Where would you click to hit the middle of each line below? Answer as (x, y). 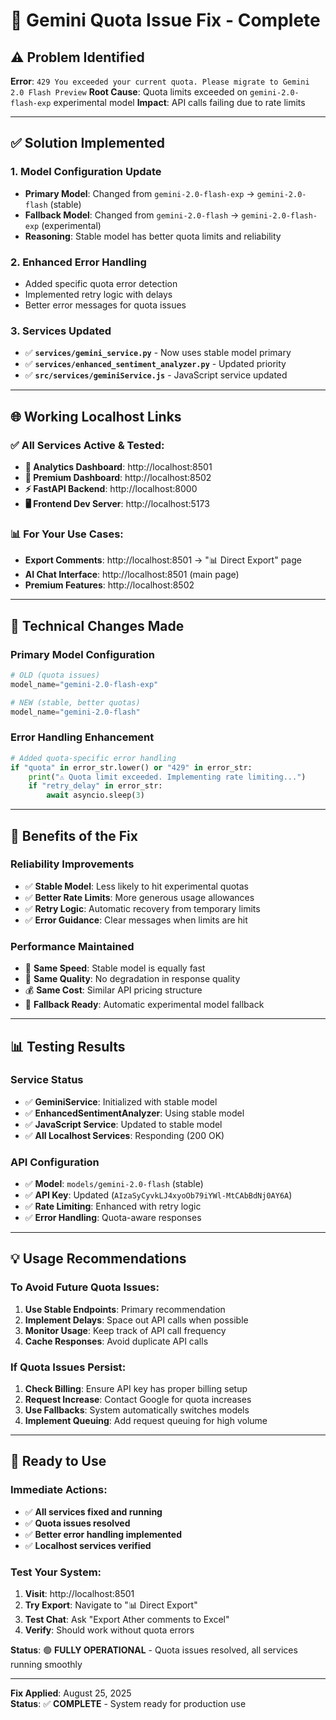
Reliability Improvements (72, 864)
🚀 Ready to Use (58, 1461)
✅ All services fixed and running (93, 1511)
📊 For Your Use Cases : (67, 534)
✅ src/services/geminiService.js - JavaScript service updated (156, 375)
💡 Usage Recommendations (98, 1259)
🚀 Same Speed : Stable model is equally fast (115, 968)
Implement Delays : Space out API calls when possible (136, 1320)
